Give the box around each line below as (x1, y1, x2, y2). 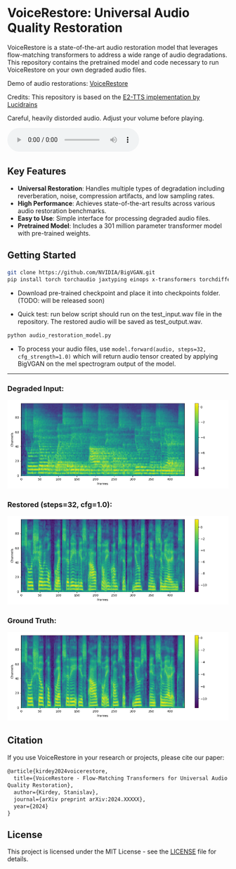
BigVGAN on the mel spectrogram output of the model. (17, 360, 176, 368)
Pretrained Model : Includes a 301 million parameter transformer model (17, 221, 223, 230)
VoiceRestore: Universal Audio (7, 5, 190, 21)
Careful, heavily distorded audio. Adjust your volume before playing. (7, 114, 204, 122)
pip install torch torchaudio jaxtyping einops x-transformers (7, 276, 197, 283)
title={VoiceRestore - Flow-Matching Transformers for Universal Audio (13, 775, 228, 782)
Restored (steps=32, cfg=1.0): (7, 500, 112, 509)
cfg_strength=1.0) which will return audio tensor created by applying (17, 352, 218, 361)
